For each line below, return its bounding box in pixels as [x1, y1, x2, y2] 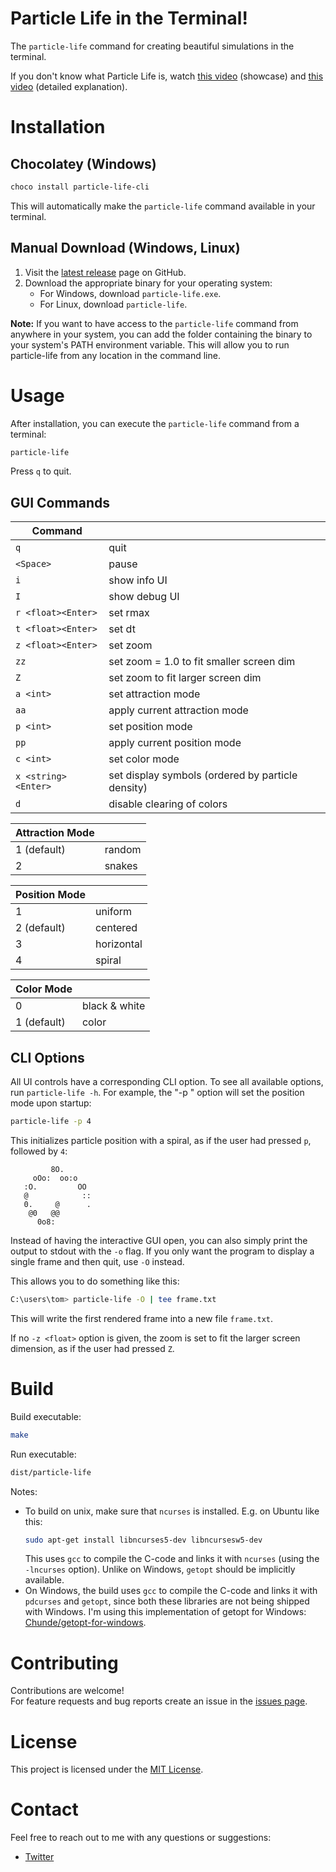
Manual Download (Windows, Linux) [10, 240, 241, 257]
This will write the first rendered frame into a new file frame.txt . [10, 1312, 274, 1324]
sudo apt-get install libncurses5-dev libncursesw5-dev [24, 1535, 263, 1545]
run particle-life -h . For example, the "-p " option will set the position [10, 1087, 305, 1099]
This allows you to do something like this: [10, 1275, 180, 1287]
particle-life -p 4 [10, 1117, 92, 1127]
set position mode [108, 720, 193, 734]
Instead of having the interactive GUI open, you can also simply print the [10, 1234, 308, 1246]
